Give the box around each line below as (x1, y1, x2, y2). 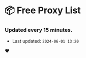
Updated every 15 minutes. (5, 27, 73, 34)
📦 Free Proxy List (5, 5, 81, 16)
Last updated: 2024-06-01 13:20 (12, 38, 79, 44)
